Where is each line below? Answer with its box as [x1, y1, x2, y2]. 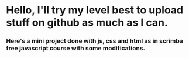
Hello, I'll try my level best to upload [6, 4, 184, 17]
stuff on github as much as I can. [6, 16, 169, 29]
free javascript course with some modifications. [6, 45, 145, 53]
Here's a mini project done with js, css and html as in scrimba [6, 37, 183, 45]
